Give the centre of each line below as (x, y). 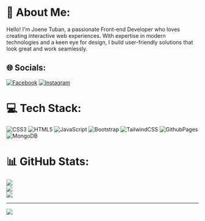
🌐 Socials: (26, 68)
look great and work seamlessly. (47, 49)
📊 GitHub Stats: (48, 161)
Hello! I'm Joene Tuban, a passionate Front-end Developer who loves (93, 29)
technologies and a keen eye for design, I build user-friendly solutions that (100, 42)
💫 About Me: (38, 12)
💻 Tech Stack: (44, 108)
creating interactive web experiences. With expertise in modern (86, 35)
